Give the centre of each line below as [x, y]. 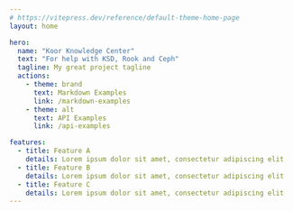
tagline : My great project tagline [84, 68]
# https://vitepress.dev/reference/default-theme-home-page [125, 18]
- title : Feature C [54, 184]
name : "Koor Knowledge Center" [76, 50]
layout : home [34, 26]
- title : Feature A [54, 151]
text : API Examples [69, 118]
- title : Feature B [54, 168]
